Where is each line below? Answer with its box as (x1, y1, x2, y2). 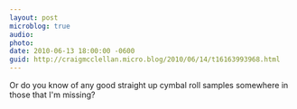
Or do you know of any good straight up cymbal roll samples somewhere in (9, 80, 289, 90)
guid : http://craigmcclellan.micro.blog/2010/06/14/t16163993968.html (9, 55, 281, 64)
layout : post (9, 13, 59, 23)
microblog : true (9, 22, 70, 31)
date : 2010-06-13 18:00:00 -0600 (9, 47, 135, 56)
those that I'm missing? (9, 89, 96, 100)
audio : (9, 30, 34, 39)
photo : (9, 38, 34, 48)
